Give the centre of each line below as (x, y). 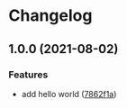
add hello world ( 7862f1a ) (69, 94)
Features (28, 75)
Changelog (50, 16)
